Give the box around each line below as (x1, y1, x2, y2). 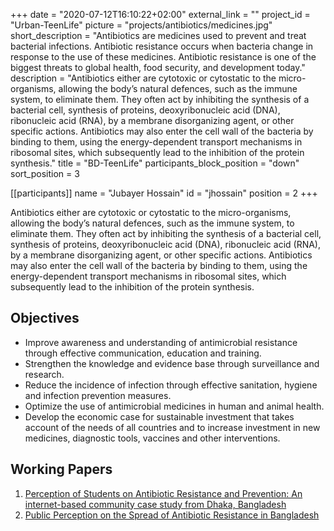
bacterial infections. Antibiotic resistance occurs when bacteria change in (10, 40, 314, 52)
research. (24, 368, 65, 380)
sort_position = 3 (10, 168, 80, 179)
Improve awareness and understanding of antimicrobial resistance (24, 336, 298, 348)
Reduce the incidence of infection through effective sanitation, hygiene (24, 379, 318, 391)
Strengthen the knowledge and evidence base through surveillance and (24, 357, 320, 369)
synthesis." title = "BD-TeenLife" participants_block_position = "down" (10, 157, 300, 169)
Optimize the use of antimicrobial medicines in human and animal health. (24, 400, 325, 412)
